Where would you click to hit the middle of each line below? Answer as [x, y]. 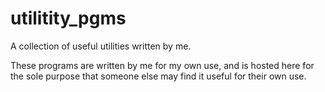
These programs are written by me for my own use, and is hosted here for [162, 65]
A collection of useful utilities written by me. [101, 46]
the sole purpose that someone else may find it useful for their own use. [158, 76]
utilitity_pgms [68, 18]
